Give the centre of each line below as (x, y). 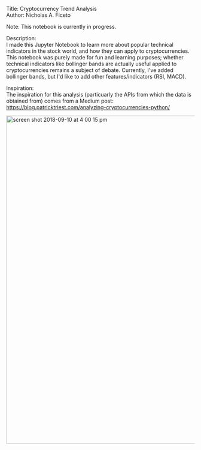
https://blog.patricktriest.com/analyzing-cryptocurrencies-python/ (88, 107)
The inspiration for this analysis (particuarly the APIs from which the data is (99, 94)
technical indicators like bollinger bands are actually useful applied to (92, 64)
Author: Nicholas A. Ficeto (38, 15)
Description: (21, 38)
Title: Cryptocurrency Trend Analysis (51, 9)
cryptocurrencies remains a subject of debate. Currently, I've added (90, 70)
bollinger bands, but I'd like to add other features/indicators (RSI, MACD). (96, 76)
